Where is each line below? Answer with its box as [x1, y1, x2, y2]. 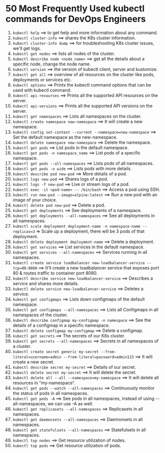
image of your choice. [12, 197, 57, 203]
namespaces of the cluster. [12, 312, 68, 318]
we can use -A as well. [47, 400, 94, 406]
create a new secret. [12, 359, 55, 364]
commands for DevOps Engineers [5, 13, 146, 25]
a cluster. [12, 343, 31, 349]
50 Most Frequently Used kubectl [5, 3, 145, 14]
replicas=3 [12, 229, 35, 234]
